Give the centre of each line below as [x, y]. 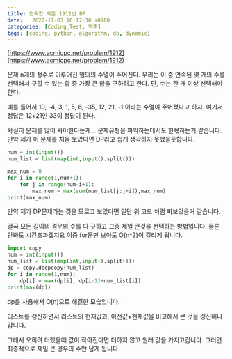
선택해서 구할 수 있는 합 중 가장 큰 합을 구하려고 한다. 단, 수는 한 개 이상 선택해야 [115, 84]
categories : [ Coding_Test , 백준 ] [54, 26]
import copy [24, 248]
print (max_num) [29, 197]
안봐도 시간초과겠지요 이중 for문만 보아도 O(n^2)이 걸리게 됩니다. [95, 235]
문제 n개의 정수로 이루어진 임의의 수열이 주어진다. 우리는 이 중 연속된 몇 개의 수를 [116, 75]
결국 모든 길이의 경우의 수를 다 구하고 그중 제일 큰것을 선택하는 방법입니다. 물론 [114, 227]
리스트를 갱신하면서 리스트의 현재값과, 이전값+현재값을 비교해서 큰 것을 [103, 316]
